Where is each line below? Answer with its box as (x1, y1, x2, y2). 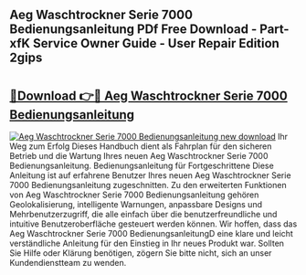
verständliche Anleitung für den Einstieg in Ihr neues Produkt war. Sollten (9, 238, 285, 249)
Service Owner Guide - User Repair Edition (32, 36, 280, 51)
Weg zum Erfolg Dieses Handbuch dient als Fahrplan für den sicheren (9, 141, 272, 152)
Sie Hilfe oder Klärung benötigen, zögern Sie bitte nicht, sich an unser (9, 248, 272, 259)
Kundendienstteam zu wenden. (9, 258, 127, 268)
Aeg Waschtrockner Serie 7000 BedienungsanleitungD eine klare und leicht (9, 228, 294, 238)
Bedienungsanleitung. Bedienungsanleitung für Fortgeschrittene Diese (9, 160, 274, 171)
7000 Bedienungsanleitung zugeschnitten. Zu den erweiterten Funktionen (9, 180, 287, 190)
